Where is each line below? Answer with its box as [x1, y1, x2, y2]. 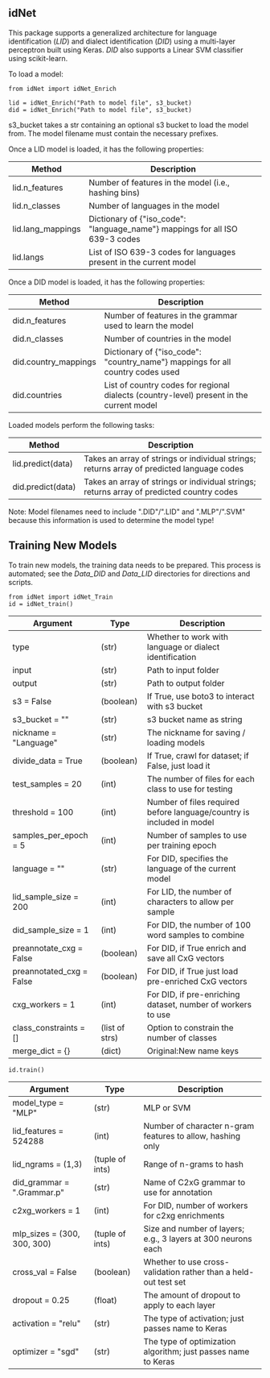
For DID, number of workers [143, 1200, 248, 1211]
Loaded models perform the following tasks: [8, 420, 155, 430]
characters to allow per [147, 896, 235, 907]
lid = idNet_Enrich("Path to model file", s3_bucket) [8, 98, 193, 107]
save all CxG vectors [147, 953, 225, 964]
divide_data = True [12, 755, 83, 766]
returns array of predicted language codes [84, 463, 244, 474]
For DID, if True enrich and [147, 942, 247, 953]
